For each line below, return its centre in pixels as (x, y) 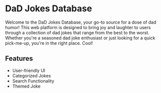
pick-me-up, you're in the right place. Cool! (49, 43)
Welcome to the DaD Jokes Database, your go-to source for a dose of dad (81, 22)
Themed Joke (26, 86)
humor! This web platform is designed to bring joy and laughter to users (78, 27)
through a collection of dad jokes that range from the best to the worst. (77, 32)
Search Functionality (33, 81)
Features (19, 59)
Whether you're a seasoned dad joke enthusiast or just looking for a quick (80, 38)
